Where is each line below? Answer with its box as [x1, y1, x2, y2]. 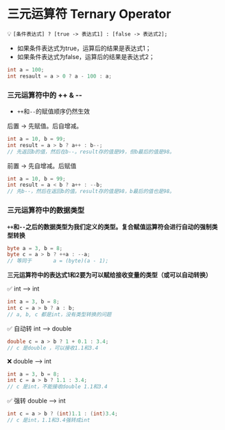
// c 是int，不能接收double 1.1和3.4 [7, 383, 108, 390]
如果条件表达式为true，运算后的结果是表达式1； [16, 44, 152, 52]
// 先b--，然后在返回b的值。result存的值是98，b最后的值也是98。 [7, 188, 175, 195]
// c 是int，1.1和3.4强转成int [7, 417, 91, 424]
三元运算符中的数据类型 [7, 205, 84, 215]
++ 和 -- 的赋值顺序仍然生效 [16, 107, 91, 115]
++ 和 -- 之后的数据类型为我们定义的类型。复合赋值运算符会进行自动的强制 [7, 223, 212, 231]
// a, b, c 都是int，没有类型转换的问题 [7, 310, 112, 318]
